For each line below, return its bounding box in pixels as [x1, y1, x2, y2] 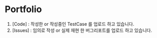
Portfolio [5, 4, 42, 15]
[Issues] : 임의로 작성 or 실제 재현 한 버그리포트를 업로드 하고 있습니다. [12, 27, 152, 33]
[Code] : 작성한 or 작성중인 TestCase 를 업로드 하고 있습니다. [12, 21, 135, 27]
